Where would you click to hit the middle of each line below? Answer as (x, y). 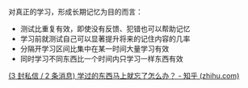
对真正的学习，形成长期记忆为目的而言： (76, 12)
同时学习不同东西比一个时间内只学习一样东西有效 (101, 59)
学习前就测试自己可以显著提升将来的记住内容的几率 (105, 39)
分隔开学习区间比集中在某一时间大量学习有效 (95, 49)
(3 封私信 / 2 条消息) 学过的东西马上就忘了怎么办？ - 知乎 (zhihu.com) (124, 76)
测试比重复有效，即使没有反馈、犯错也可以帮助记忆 (105, 29)
